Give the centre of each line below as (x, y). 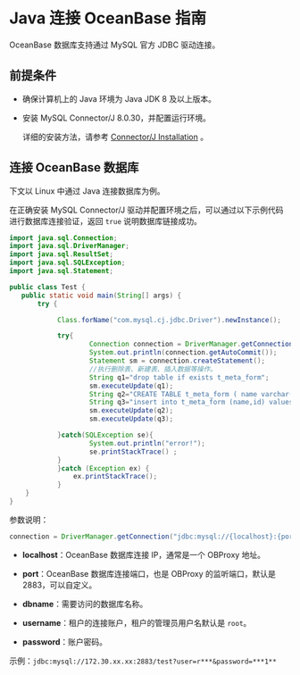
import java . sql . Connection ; (63, 237)
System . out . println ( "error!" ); (147, 443)
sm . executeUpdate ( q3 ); (131, 419)
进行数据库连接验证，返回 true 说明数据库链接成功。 (106, 221)
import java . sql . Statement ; (62, 271)
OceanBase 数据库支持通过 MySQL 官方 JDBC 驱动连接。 (115, 45)
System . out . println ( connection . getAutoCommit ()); (183, 353)
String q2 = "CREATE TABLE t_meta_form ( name (173, 394)
